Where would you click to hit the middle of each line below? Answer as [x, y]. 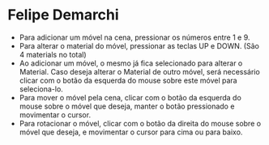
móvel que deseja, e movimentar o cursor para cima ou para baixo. [131, 132]
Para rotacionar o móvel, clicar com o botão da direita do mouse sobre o [140, 123]
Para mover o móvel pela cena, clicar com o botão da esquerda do [130, 97]
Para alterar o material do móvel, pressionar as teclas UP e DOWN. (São [139, 45]
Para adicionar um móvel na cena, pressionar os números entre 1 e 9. [134, 37]
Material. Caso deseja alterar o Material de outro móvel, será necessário [139, 71]
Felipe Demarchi [63, 15]
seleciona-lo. [41, 89]
